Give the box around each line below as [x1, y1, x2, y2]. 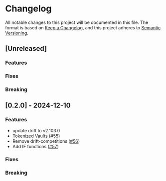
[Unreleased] [5, 44, 47, 53]
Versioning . [5, 30, 29, 36]
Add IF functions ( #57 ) [12, 143, 59, 149]
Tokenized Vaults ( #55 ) [12, 133, 60, 139]
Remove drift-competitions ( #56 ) [12, 138, 80, 144]
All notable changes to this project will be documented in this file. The [5, 19, 149, 25]
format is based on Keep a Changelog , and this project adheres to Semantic [5, 24, 161, 30]
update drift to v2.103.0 [12, 127, 60, 133]
